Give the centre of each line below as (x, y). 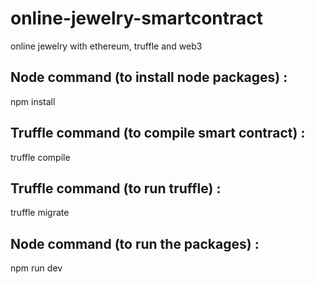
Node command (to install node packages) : (149, 77)
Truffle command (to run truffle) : (116, 188)
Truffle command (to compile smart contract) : (158, 133)
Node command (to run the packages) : (135, 243)
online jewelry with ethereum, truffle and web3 (106, 46)
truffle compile (40, 157)
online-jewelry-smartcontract (137, 18)
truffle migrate (40, 213)
